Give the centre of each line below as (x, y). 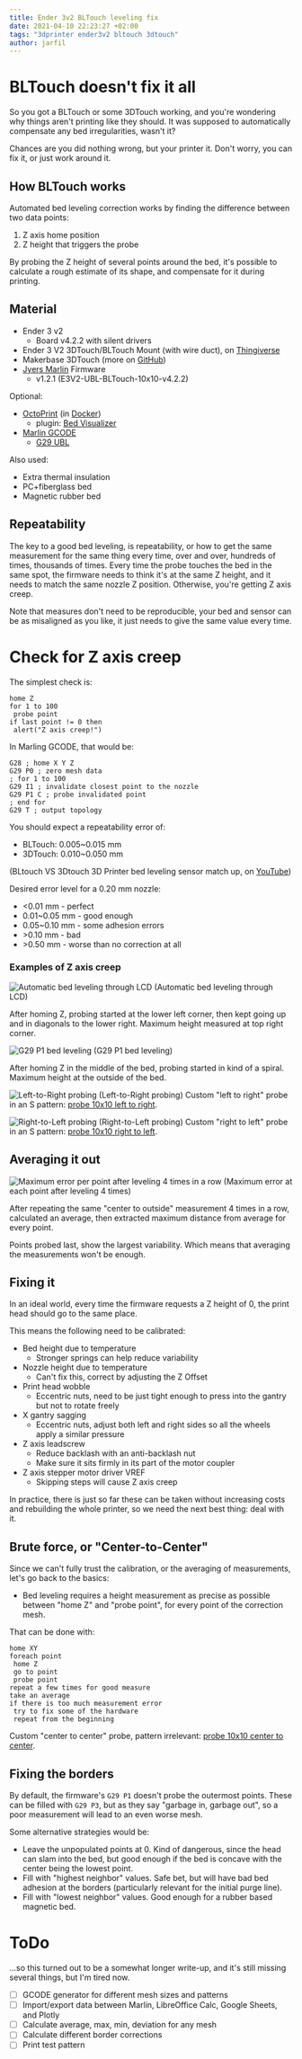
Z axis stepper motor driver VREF (84, 1473)
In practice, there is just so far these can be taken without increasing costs (147, 1500)
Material (33, 310)
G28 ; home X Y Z (42, 763)
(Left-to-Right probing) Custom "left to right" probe (193, 1095)
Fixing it (32, 1283)
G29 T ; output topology (56, 810)
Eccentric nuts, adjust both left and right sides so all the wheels (153, 1424)
